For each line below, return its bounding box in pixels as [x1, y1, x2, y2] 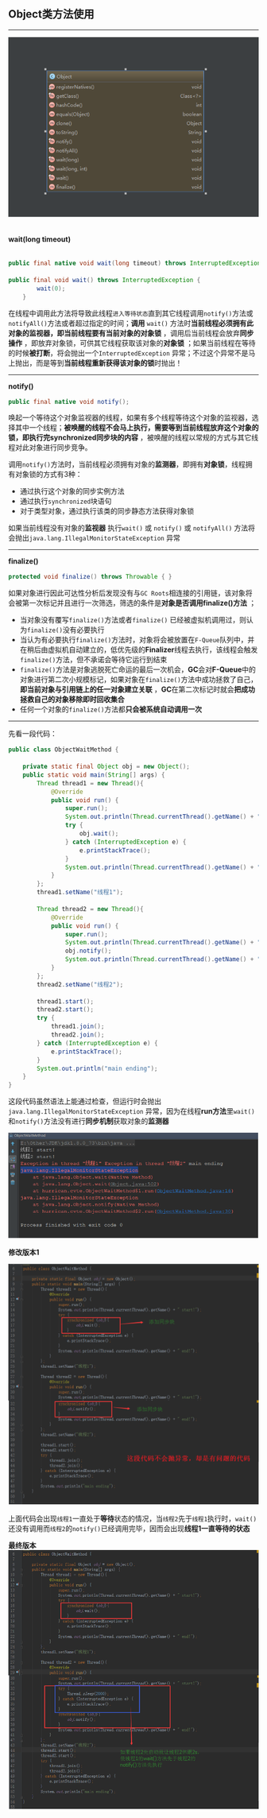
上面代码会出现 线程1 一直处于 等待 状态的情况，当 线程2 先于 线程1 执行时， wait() [8, 1514, 257, 1524]
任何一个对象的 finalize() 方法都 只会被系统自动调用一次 [19, 704, 203, 714]
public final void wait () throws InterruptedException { [8, 276, 201, 284]
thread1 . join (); [50, 1022, 105, 1031]
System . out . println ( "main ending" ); [37, 1064, 158, 1072]
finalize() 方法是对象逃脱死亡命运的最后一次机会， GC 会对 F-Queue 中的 [19, 665, 257, 674]
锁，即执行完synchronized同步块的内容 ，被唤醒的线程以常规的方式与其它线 [8, 432, 259, 443]
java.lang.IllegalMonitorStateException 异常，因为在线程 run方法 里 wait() [8, 1107, 256, 1116]
